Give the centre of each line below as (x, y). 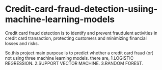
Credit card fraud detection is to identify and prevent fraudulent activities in (81, 33)
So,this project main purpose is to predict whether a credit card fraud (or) (79, 53)
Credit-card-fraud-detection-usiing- (81, 9)
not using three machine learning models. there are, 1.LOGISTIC (69, 58)
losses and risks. (22, 43)
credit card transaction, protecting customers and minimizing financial (76, 38)
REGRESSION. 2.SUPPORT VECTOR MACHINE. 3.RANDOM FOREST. (74, 63)
